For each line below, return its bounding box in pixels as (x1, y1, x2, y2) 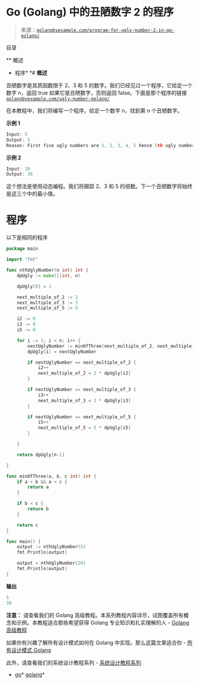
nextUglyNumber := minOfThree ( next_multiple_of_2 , (27, 343, 155, 349)
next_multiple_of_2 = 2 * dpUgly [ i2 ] (37, 370, 131, 377)
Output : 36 (6, 171, 33, 177)
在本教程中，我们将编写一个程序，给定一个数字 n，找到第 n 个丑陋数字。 (6, 107, 183, 114)
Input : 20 (6, 166, 31, 172)
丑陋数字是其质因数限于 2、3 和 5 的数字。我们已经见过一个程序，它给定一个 (6, 81, 193, 89)
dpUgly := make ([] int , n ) (17, 272, 81, 279)
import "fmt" (6, 256, 38, 263)
